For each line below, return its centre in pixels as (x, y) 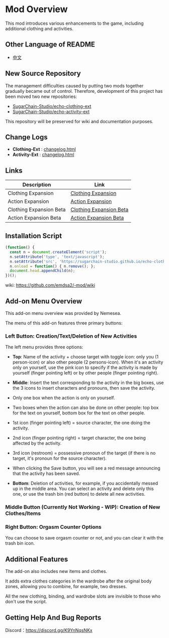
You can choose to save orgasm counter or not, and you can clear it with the (84, 538)
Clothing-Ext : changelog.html (44, 149)
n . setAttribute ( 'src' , (33, 261)
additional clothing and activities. (39, 28)
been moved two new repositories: (41, 96)
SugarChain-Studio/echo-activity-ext (51, 112)
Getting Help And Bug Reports (53, 618)
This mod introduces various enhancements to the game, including (74, 23)
